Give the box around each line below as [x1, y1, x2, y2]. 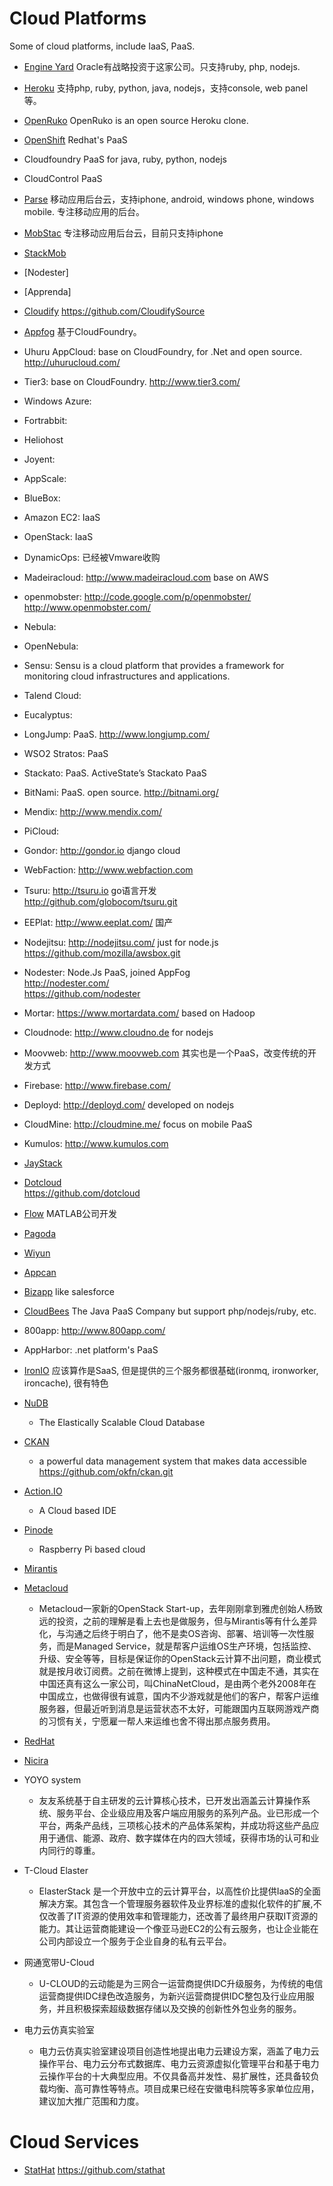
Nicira [23, 1754, 49, 1766]
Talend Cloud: [23, 689, 82, 701]
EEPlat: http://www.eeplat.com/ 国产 [23, 916, 174, 928]
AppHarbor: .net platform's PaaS [23, 1343, 159, 1356]
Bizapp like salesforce [23, 1285, 115, 1297]
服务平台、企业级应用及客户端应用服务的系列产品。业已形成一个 [56, 1807, 320, 1819]
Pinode [23, 1523, 54, 1536]
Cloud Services [9, 2131, 140, 2154]
